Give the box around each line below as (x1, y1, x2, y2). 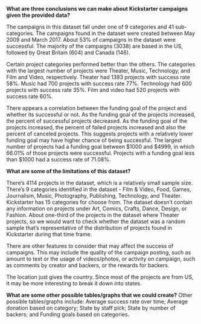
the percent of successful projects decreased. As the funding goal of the (6, 117, 188, 125)
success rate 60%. (6, 93, 53, 100)
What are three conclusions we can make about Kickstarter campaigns (6, 5, 188, 12)
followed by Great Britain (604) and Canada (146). (6, 49, 130, 56)
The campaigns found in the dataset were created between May (35, 30, 195, 37)
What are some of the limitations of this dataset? (6, 167, 131, 175)
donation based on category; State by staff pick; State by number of (6, 305, 176, 311)
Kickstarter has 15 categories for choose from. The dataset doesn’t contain (6, 199, 193, 206)
